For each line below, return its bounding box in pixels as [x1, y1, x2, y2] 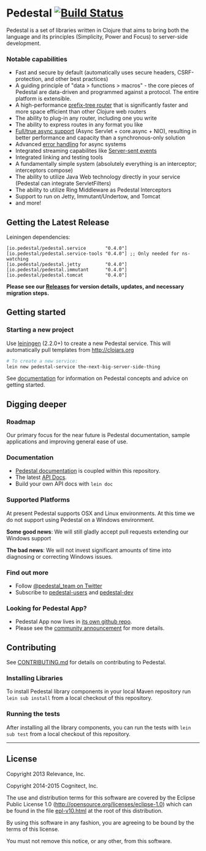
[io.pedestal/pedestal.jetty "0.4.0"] [6, 262, 128, 268]
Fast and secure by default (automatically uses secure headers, [15, 69, 176, 76]
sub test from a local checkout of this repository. [6, 730, 131, 737]
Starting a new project [6, 325, 74, 334]
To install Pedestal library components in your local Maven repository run [6, 688, 191, 695]
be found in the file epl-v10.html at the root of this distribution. [6, 807, 163, 814]
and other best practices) [44, 76, 109, 83]
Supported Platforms [6, 495, 71, 504]
